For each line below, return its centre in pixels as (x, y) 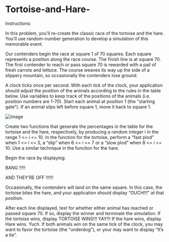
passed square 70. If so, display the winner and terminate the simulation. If (83, 213)
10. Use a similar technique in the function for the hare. (62, 148)
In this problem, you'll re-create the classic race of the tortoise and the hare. (85, 33)
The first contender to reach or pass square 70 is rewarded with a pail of (81, 64)
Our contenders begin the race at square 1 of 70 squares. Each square (78, 54)
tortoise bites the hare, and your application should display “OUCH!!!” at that (85, 193)
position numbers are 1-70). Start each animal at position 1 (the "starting (80, 101)
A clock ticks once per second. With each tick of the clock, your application (84, 85)
